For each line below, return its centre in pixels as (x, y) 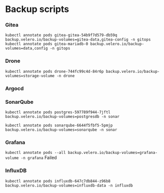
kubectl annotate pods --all (35, 153)
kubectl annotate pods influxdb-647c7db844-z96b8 (58, 181)
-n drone (66, 76)
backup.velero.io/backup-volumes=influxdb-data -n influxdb (69, 185)
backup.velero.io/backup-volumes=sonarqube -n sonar (61, 130)
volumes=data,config (27, 49)
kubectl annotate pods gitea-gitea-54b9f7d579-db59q (61, 35)
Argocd (14, 88)
